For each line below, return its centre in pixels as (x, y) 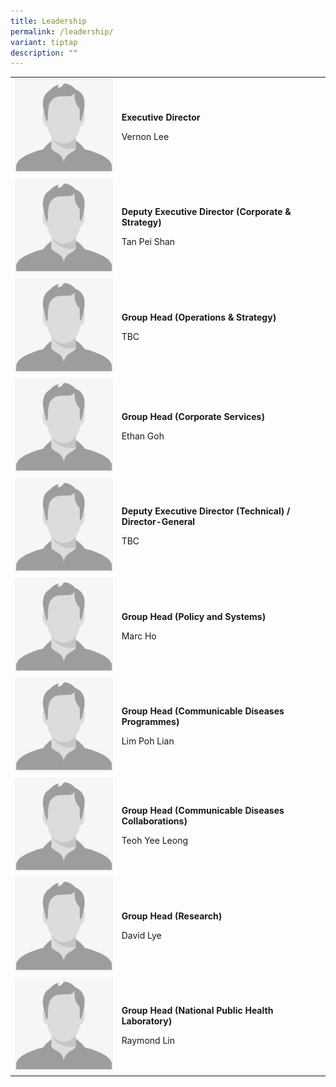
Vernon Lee (145, 137)
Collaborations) (154, 821)
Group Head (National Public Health (197, 1010)
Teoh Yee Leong (155, 841)
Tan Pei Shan (148, 242)
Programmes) (150, 721)
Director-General (158, 522)
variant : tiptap (44, 42)
